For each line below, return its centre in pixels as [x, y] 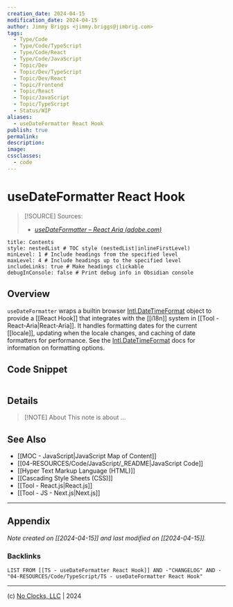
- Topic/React [34, 91]
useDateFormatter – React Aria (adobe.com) [98, 229]
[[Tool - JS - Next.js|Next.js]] [59, 493]
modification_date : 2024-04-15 [52, 20]
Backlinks [24, 556]
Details [23, 400]
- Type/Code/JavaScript [48, 59]
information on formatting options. [56, 348]
